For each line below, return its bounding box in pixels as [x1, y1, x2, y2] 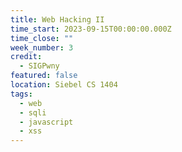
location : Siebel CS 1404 [10, 80, 118, 90]
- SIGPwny [19, 61, 60, 71]
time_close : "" [10, 33, 74, 43]
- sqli [19, 107, 47, 118]
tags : [10, 89, 33, 99]
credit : [10, 52, 43, 62]
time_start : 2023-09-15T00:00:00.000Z [10, 24, 172, 34]
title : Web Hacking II [10, 14, 105, 25]
